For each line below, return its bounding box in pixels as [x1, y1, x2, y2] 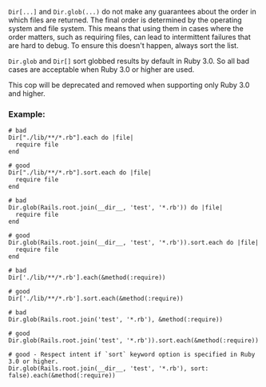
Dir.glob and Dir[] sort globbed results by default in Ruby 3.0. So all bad [8, 56, 250, 66]
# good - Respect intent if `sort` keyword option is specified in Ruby [8, 351, 256, 359]
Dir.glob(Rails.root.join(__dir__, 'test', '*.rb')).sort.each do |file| [8, 239, 260, 247]
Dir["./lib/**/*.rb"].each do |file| [8, 134, 134, 142]
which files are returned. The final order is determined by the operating [8, 15, 242, 25]
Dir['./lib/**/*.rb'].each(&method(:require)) [8, 273, 166, 282]
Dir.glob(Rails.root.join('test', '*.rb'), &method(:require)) [8, 316, 224, 324]
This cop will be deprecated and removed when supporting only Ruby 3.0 [8, 80, 250, 90]
